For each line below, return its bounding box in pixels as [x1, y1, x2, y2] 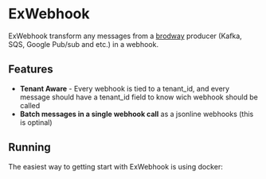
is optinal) [19, 117, 53, 127]
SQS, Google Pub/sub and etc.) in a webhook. [8, 39, 159, 49]
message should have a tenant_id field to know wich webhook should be [19, 92, 259, 102]
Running [8, 141, 52, 154]
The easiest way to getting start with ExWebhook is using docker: [8, 161, 223, 171]
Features [8, 63, 53, 76]
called [19, 100, 41, 110]
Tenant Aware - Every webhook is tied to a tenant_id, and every [19, 84, 229, 93]
